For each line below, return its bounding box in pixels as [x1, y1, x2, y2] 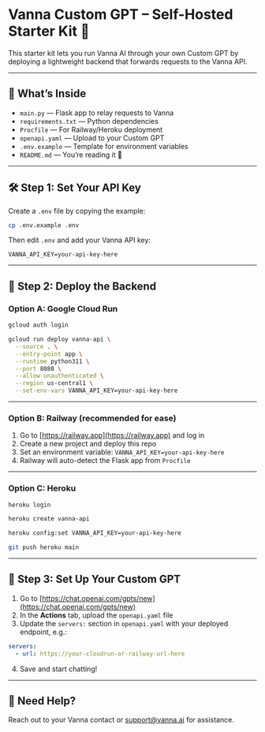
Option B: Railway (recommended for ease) [8, 413, 177, 424]
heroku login [8, 501, 51, 509]
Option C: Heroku [8, 483, 77, 494]
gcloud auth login [8, 321, 69, 329]
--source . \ [15, 342, 58, 350]
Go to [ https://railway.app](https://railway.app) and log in [19, 431, 205, 440]
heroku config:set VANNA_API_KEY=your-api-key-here [8, 529, 181, 537]
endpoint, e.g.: [19, 627, 67, 637]
